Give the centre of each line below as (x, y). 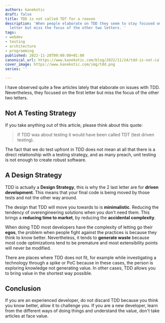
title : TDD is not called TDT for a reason (50, 19)
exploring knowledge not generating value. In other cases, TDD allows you (81, 268)
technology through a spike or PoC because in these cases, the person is (79, 263)
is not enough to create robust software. (46, 160)
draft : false (18, 14)
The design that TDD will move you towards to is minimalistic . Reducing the (82, 207)
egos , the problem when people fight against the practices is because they (81, 232)
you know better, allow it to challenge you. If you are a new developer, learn (82, 306)
